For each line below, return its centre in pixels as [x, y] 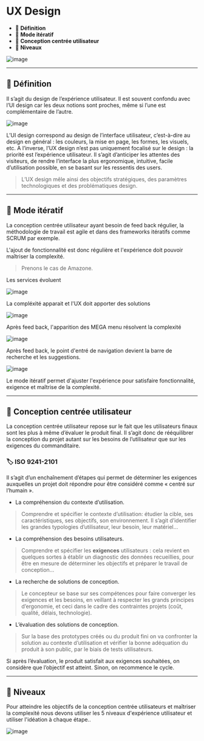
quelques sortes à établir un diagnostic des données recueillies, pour [107, 557]
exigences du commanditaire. [43, 446]
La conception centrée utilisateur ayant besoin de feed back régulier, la [95, 225]
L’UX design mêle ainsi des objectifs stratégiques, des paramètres [104, 179]
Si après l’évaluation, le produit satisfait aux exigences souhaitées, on [93, 661]
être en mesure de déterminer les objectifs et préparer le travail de [104, 563]
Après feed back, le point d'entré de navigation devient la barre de [89, 350]
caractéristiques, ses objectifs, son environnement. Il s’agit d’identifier [109, 520]
